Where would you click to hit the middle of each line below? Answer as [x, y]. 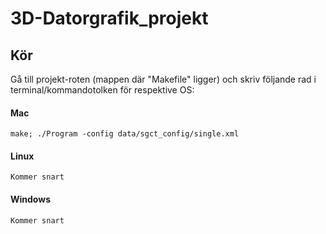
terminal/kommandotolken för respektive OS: [102, 90]
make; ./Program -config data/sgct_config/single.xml [125, 134]
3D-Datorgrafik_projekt [109, 18]
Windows [30, 199]
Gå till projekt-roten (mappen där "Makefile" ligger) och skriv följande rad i [163, 79]
